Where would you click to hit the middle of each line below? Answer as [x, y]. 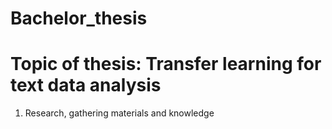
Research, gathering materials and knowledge [119, 113]
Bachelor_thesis [79, 18]
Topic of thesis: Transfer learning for [166, 64]
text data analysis [86, 85]
